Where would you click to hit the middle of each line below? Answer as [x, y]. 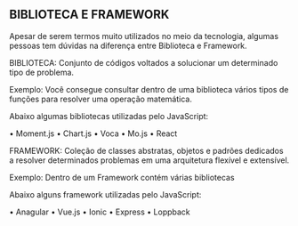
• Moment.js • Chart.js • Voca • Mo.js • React [93, 133]
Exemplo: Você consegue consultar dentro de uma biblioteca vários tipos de [149, 89]
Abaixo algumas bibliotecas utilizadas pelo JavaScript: [109, 116]
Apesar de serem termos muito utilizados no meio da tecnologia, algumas [144, 36]
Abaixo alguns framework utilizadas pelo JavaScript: [105, 194]
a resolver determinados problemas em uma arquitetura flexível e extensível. [149, 160]
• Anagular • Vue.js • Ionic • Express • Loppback [100, 212]
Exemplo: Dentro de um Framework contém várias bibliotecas [122, 177]
